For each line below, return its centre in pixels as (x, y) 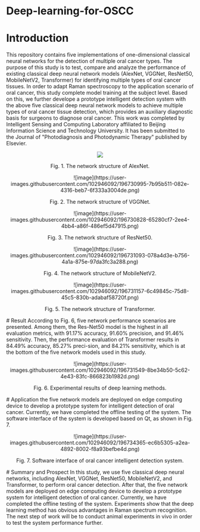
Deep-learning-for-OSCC (70, 11)
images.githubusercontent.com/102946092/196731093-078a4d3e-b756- (100, 256)
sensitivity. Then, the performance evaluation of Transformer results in (93, 340)
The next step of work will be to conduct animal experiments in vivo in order (99, 517)
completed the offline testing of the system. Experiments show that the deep (100, 504)
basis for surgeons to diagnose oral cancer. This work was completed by (95, 118)
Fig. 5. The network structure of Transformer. (100, 309)
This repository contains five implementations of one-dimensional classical (98, 55)
